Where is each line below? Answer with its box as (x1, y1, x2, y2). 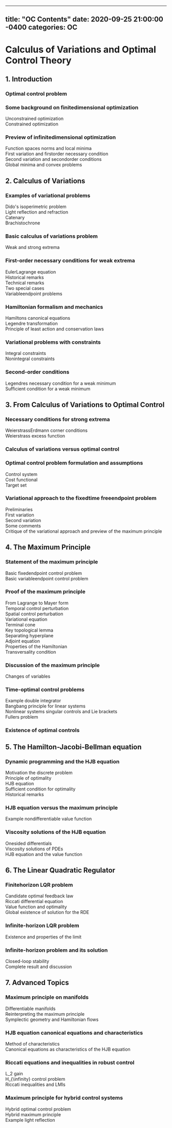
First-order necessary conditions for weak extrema (5, 257, 135, 264)
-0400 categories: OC (5, 23, 78, 32)
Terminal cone (5, 621, 36, 628)
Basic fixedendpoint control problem (5, 570, 82, 576)
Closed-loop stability (5, 958, 50, 964)
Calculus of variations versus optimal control (5, 446, 119, 453)
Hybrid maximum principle (5, 1111, 61, 1117)
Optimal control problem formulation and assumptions (5, 459, 143, 467)
